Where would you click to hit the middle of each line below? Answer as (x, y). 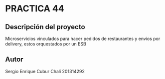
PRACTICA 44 (35, 9)
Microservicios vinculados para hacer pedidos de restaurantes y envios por (83, 39)
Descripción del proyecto (45, 27)
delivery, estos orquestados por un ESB (46, 44)
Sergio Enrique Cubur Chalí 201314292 (45, 71)
